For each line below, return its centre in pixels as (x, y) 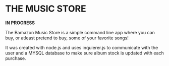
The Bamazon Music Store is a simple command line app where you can (80, 32)
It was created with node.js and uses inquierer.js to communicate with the (82, 47)
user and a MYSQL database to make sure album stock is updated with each (84, 53)
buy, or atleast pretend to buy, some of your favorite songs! (67, 38)
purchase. (16, 58)
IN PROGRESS (20, 23)
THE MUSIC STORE (46, 9)
